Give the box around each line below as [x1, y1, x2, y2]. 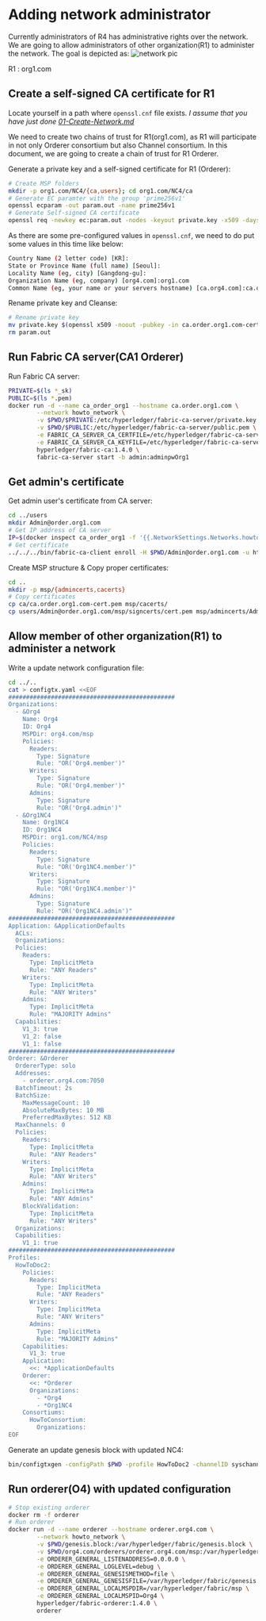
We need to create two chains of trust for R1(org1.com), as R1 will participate [8, 132, 257, 141]
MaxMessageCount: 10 [22, 1099, 90, 1107]
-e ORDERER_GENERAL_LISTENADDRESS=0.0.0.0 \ [36, 1555, 186, 1563]
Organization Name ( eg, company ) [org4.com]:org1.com [8, 276, 190, 285]
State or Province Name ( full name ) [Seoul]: [8, 262, 161, 270]
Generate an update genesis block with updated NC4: [8, 1445, 184, 1454]
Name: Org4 [22, 716, 59, 724]
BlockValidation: [22, 1202, 80, 1210]
